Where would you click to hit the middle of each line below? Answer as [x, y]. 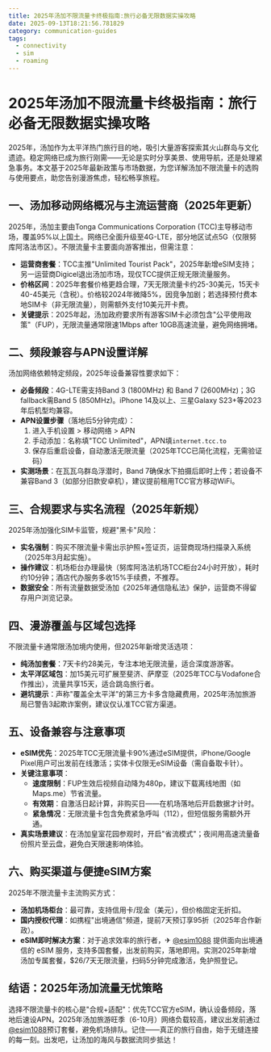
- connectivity [41, 46]
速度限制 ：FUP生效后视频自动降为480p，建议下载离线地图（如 [136, 783]
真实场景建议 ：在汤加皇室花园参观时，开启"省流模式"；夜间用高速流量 [136, 833]
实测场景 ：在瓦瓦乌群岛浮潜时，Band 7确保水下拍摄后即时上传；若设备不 [141, 471]
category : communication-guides [63, 31]
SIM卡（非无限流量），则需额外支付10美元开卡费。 [110, 304]
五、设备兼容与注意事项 [67, 732]
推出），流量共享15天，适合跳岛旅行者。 [93, 684]
